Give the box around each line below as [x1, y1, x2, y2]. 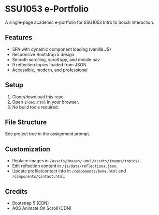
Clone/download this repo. [12, 93, 65, 100]
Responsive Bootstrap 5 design [12, 51, 74, 57]
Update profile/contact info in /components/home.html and [12, 168, 126, 174]
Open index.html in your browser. [12, 99, 80, 105]
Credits [5, 187, 28, 196]
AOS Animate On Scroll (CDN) [12, 205, 72, 211]
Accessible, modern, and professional [12, 67, 88, 73]
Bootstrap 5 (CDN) [12, 200, 49, 206]
